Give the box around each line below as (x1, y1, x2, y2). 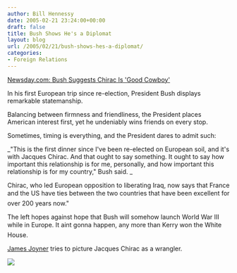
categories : (7, 50, 42, 57)
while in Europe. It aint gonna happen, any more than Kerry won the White (7, 220, 222, 229)
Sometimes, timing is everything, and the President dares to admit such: (7, 131, 217, 139)
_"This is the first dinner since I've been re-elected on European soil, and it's (7, 145, 230, 153)
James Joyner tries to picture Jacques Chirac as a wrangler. (7, 244, 183, 253)
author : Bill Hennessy (7, 10, 74, 18)
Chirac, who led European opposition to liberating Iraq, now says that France (7, 181, 230, 189)
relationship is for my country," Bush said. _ (7, 167, 133, 176)
